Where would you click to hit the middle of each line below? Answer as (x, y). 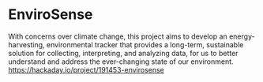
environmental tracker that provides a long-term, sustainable (145, 44)
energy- (242, 36)
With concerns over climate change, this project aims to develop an (118, 36)
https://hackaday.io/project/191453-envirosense (86, 69)
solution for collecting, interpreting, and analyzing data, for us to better (123, 53)
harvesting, (26, 44)
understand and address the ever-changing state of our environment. (121, 61)
